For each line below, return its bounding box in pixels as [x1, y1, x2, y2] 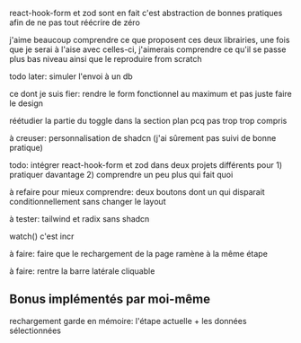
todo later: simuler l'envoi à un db [9, 71, 133, 82]
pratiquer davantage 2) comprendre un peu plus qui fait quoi [9, 170, 234, 180]
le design [9, 98, 43, 109]
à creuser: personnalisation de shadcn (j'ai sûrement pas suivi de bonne [9, 133, 277, 143]
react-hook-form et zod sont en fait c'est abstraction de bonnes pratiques [9, 8, 283, 18]
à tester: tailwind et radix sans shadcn [9, 214, 150, 224]
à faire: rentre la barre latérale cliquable [9, 266, 155, 277]
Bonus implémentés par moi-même [9, 292, 211, 307]
